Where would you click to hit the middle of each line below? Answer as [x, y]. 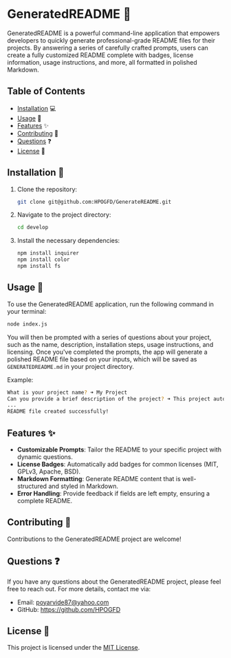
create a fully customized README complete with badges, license [100, 55]
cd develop [33, 227]
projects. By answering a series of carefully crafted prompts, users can [108, 47]
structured [32, 486]
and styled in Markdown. [83, 486]
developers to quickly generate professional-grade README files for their [111, 40]
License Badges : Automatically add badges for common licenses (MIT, [118, 464]
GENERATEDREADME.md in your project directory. [70, 366]
